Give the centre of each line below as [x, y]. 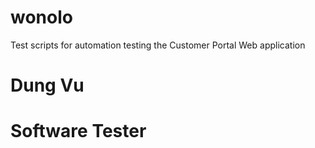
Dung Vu [47, 85]
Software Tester [78, 131]
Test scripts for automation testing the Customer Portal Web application [158, 45]
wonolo [41, 17]
